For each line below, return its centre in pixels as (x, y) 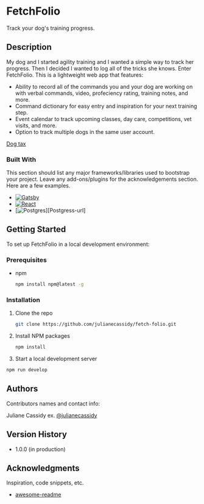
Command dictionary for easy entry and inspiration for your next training (106, 106)
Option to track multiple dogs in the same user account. (85, 131)
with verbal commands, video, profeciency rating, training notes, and (102, 93)
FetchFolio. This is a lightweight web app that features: (75, 75)
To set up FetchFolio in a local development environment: (78, 244)
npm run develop (27, 370)
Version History (37, 434)
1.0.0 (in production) (40, 449)
